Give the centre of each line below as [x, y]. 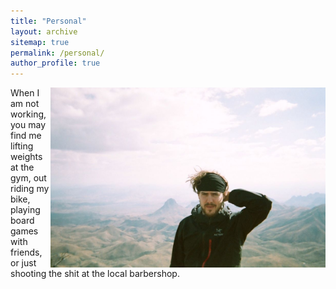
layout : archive [44, 31]
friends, [26, 252]
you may [28, 125]
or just [23, 263]
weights [26, 157]
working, [28, 114]
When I [25, 93]
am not [25, 104]
